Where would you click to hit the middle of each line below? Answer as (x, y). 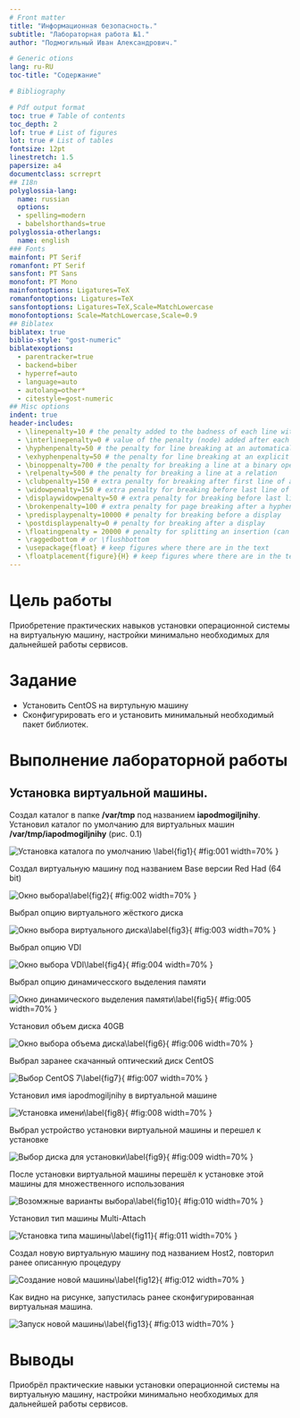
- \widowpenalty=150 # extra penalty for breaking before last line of (154, 490)
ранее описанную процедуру (65, 1262)
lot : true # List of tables (62, 141)
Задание (43, 680)
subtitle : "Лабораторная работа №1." (79, 34)
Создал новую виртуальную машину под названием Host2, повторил (142, 1253)
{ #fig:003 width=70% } (233, 930)
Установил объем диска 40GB (67, 1026)
